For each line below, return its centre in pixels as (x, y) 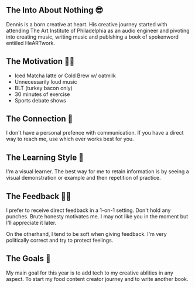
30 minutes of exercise (42, 94)
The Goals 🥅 (28, 258)
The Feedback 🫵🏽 (39, 196)
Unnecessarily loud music (46, 81)
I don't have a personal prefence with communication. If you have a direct (95, 133)
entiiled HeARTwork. (31, 43)
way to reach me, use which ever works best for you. (70, 139)
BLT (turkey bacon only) (44, 88)
